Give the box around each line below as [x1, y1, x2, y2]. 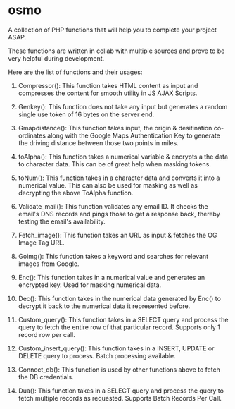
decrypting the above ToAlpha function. [18, 188, 134, 197]
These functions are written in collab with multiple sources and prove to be [8, 47, 225, 55]
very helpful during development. [8, 54, 105, 62]
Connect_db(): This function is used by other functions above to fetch [18, 365, 220, 374]
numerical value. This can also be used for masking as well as [18, 181, 198, 189]
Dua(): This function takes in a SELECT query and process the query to [18, 386, 224, 395]
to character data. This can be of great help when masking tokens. [18, 159, 212, 168]
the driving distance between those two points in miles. [18, 138, 179, 147]
